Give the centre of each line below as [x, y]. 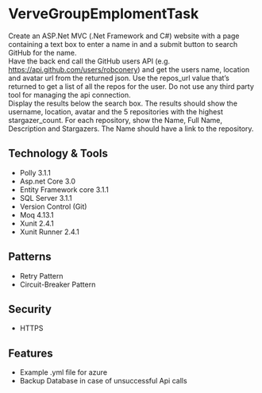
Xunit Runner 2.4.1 [49, 232]
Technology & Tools [58, 154]
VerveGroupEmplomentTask [104, 14]
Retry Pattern [41, 275]
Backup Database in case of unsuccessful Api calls [104, 381]
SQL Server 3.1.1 [46, 198]
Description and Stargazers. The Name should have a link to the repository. [131, 129]
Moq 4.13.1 [37, 214]
